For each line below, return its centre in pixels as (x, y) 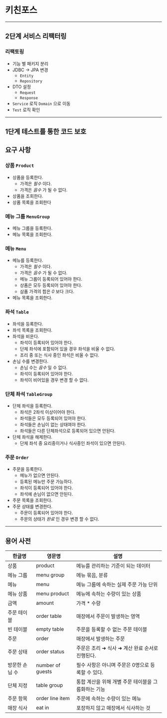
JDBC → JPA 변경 (30, 70)
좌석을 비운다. (26, 336)
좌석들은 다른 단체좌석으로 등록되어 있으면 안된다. (68, 431)
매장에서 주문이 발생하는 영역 (108, 616)
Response (29, 98)
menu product (52, 594)
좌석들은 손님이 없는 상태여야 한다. (53, 424)
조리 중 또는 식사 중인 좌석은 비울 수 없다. (59, 355)
